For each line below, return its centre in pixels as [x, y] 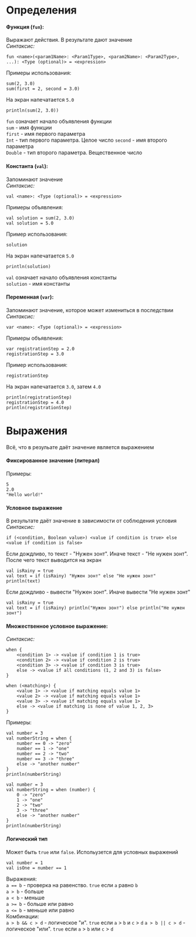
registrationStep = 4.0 [35, 402]
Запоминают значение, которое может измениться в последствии [90, 310]
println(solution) [28, 266]
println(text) [23, 581]
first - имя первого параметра [46, 134]
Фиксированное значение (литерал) [53, 461]
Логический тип [27, 839]
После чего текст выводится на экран [54, 560]
